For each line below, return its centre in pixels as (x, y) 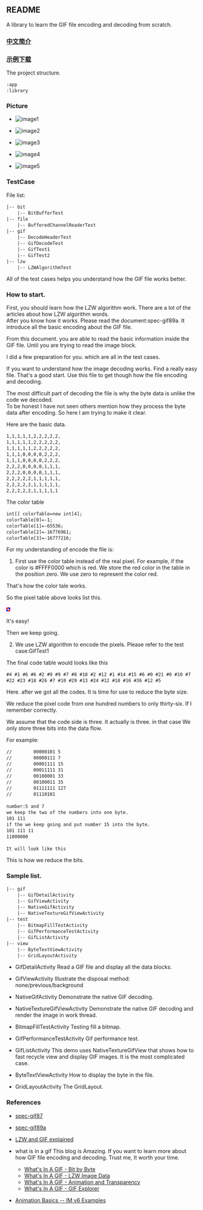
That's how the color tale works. (46, 586)
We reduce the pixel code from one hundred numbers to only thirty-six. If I (99, 703)
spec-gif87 (29, 1115)
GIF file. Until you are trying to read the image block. (72, 345)
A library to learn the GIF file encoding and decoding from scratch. (89, 24)
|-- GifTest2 (34, 255)
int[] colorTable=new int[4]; (45, 514)
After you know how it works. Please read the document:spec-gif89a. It (95, 320)
